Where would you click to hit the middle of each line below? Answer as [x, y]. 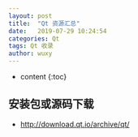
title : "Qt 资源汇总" [44, 24]
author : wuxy [30, 54]
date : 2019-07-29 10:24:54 [58, 31]
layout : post [30, 16]
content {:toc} [43, 77]
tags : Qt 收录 [31, 46]
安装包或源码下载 [51, 104]
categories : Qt [34, 39]
